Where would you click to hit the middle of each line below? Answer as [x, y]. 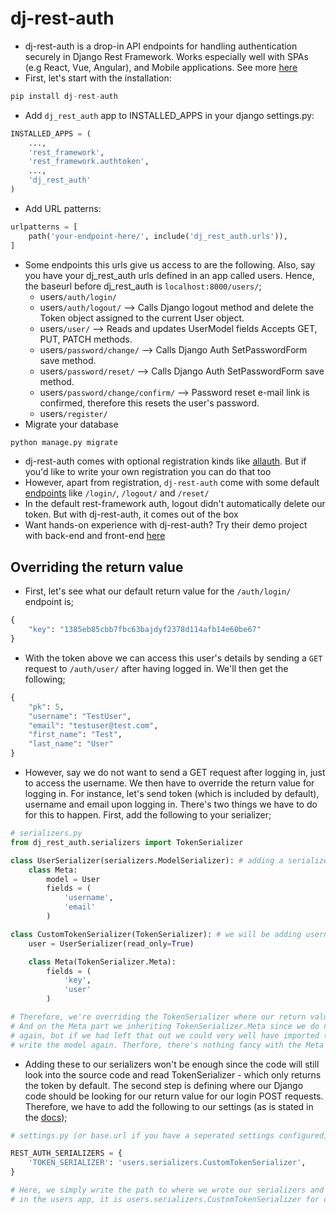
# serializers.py [46, 833]
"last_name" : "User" [71, 744]
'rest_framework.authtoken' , [89, 162]
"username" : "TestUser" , [80, 716]
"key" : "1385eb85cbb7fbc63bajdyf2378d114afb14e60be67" [145, 630]
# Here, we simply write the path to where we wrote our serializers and [167, 1190]
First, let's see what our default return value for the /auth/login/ [158, 591]
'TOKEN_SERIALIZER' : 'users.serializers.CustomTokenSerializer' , [167, 1163]
